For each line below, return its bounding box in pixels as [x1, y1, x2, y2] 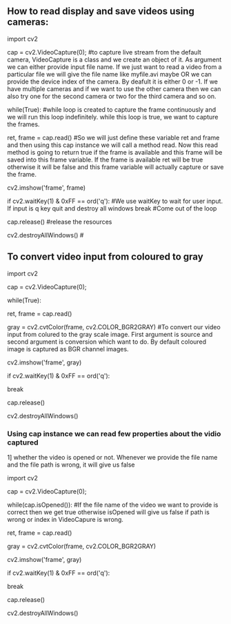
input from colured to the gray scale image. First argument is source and [7, 330, 213, 338]
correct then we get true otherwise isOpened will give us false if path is [7, 507, 210, 516]
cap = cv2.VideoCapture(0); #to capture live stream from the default [7, 48, 201, 56]
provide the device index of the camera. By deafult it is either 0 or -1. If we [7, 77, 219, 86]
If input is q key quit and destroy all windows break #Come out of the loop [7, 204, 217, 213]
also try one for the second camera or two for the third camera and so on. [7, 92, 217, 100]
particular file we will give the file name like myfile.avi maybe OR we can [7, 70, 212, 78]
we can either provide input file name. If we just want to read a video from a [7, 62, 222, 71]
